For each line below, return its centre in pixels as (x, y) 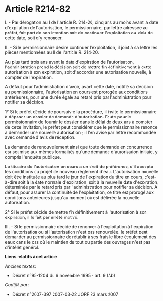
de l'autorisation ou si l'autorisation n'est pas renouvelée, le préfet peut (76, 232)
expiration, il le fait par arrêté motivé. (42, 217)
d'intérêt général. (22, 247)
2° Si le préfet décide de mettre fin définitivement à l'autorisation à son (76, 212)
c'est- (150, 177)
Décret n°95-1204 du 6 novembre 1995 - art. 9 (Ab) (64, 275)
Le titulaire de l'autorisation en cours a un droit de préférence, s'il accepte (79, 167)
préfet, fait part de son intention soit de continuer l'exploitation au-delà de (79, 33)
